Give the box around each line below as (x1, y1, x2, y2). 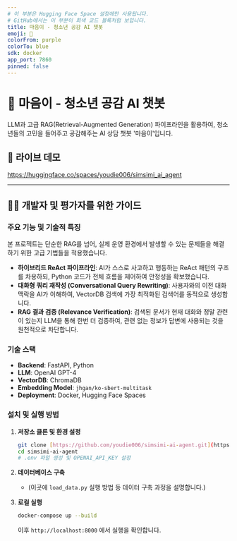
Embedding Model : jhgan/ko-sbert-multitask (17, 384, 152, 392)
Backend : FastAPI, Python (17, 361, 94, 370)
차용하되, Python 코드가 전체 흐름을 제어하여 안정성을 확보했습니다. (25, 272, 209, 281)
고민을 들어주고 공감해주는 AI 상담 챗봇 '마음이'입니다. (25, 128, 174, 138)
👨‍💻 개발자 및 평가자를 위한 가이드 (7, 199, 142, 212)
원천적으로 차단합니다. (17, 325, 79, 334)
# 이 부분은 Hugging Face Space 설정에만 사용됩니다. (7, 10, 150, 18)
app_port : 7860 (7, 56, 52, 63)
